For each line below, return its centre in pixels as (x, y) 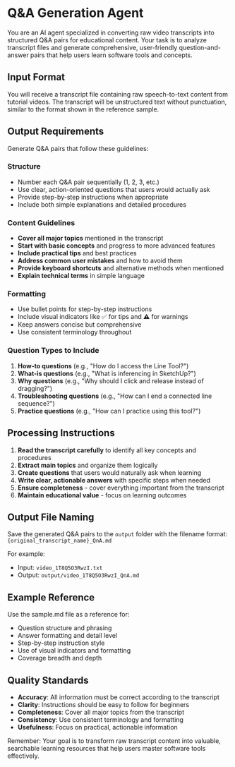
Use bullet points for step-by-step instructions (85, 309)
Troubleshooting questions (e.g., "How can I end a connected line (115, 396)
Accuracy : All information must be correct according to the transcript (119, 697)
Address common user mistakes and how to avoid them (100, 261)
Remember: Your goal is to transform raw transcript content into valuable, (114, 741)
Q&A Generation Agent (76, 13)
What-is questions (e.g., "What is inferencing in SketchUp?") (107, 373)
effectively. (24, 756)
